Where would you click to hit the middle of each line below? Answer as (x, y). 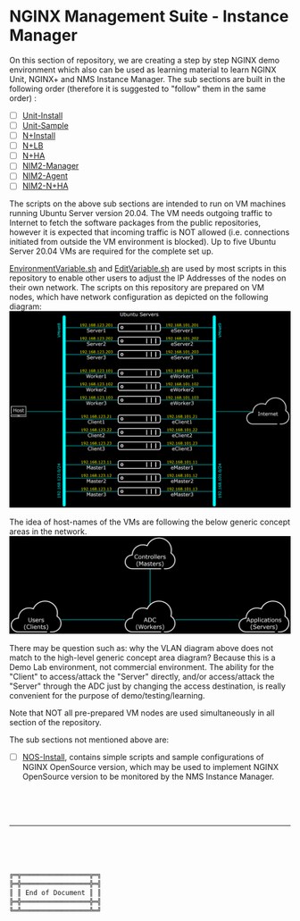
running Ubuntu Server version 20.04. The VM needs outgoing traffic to (141, 214)
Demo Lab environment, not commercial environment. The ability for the (142, 667)
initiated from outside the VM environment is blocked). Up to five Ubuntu (143, 242)
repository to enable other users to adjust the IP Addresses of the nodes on (148, 278)
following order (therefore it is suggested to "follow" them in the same (137, 88)
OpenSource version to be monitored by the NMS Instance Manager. (148, 777)
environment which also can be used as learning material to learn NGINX (143, 70)
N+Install (39, 136)
